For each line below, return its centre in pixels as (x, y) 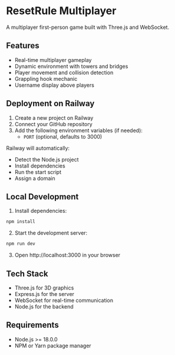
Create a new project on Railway (54, 118)
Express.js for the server (44, 294)
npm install (21, 222)
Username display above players (54, 85)
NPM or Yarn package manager (53, 346)
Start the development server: (51, 233)
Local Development (42, 197)
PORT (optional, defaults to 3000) (63, 136)
